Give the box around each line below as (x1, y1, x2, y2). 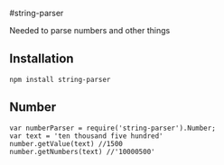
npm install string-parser (9, 75, 111, 84)
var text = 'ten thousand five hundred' (9, 131, 164, 141)
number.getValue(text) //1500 (9, 139, 124, 148)
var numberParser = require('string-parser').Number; (9, 124, 217, 133)
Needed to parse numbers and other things (9, 25, 171, 35)
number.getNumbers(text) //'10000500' (9, 147, 155, 156)
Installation (9, 51, 74, 67)
